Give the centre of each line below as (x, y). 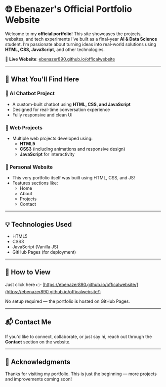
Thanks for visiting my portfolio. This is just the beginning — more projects (81, 374)
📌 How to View (28, 272)
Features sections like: (35, 183)
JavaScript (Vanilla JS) (35, 247)
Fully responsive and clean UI (42, 114)
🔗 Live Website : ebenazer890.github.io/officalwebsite (60, 59)
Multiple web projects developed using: (52, 138)
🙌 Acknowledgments (38, 362)
